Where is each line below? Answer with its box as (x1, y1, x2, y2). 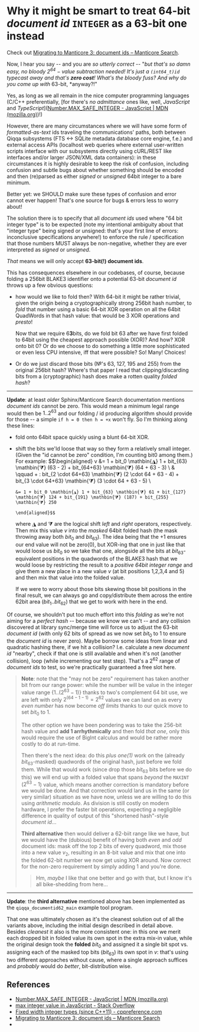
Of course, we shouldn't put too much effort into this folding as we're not (6, 611, 184, 618)
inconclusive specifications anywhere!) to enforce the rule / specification (6, 233, 184, 241)
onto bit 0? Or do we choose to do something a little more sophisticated (15, 342, 190, 349)
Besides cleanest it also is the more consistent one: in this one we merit (6, 928, 181, 935)
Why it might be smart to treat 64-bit (6, 4, 191, 18)
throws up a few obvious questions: (6, 282, 93, 289)
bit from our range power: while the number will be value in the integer (21, 682, 193, 689)
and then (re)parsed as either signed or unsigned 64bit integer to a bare (6, 172, 182, 180)
